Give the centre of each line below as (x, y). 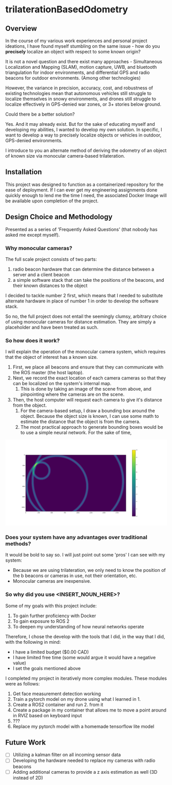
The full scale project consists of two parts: (51, 259)
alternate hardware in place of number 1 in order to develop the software (82, 301)
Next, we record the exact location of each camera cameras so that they (89, 378)
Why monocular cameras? (39, 248)
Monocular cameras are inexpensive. (52, 581)
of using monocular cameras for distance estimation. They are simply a (80, 321)
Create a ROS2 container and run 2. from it (58, 704)
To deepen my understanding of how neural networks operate (78, 626)
